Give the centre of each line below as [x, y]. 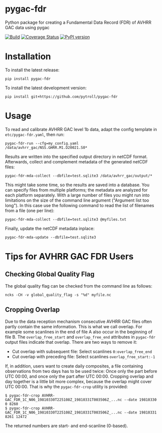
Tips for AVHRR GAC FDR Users [69, 257]
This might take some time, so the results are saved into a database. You [77, 185]
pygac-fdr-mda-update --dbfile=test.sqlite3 [51, 237]
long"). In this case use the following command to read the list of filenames [80, 205]
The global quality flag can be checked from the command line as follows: [79, 286]
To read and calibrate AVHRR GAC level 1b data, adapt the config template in [81, 129]
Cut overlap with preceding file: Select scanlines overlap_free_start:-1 [84, 356]
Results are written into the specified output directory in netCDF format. [76, 157]
